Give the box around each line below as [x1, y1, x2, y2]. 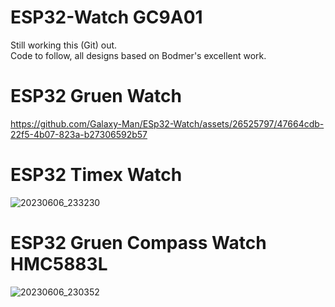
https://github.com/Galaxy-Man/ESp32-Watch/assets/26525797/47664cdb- [10, 117, 325, 130]
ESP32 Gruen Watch [10, 85, 182, 108]
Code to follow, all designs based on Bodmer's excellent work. [10, 49, 267, 61]
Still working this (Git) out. [10, 39, 118, 51]
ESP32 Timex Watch [10, 164, 183, 186]
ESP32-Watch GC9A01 [10, 6, 203, 29]
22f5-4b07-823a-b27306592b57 [10, 128, 148, 140]
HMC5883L [10, 253, 108, 275]
